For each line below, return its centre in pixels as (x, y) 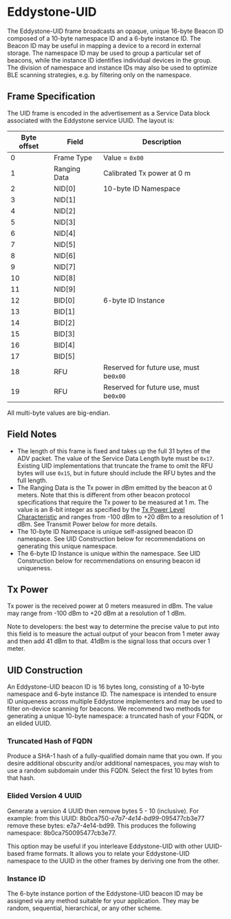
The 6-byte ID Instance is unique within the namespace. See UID (109, 553)
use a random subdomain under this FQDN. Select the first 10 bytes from (110, 770)
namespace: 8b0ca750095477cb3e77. (62, 832)
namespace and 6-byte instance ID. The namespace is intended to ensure (112, 694)
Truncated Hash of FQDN (50, 742)
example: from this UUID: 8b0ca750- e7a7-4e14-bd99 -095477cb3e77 (106, 818)
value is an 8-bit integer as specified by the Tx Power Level (101, 509)
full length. (32, 480)
